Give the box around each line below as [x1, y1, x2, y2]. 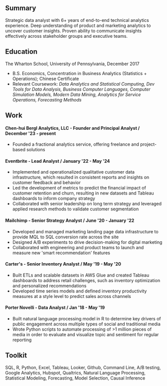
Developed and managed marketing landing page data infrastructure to [12, 228, 159, 234]
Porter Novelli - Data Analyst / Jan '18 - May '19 [5, 304, 105, 310]
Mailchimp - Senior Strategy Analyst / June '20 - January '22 [5, 217, 135, 223]
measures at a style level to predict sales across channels [12, 293, 131, 299]
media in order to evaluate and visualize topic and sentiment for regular [12, 332, 159, 338]
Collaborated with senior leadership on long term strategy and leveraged [12, 201, 162, 207]
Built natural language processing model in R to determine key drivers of [12, 316, 161, 322]
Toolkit [5, 351, 27, 360]
